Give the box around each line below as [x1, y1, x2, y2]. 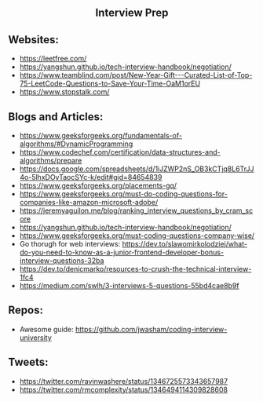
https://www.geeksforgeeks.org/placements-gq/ [19, 181, 177, 191]
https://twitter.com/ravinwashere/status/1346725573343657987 [19, 376, 228, 386]
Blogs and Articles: [8, 110, 104, 123]
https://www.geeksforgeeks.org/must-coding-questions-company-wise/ [19, 231, 255, 240]
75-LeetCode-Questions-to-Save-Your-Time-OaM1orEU [19, 79, 201, 89]
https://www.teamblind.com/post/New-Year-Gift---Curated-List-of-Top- [19, 71, 253, 80]
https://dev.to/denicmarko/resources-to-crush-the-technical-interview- [19, 265, 252, 274]
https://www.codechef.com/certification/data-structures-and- [19, 148, 221, 157]
